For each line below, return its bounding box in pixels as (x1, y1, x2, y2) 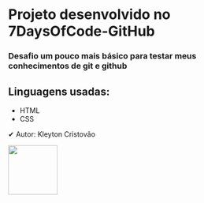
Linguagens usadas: (8, 85, 110, 98)
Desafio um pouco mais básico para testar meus (8, 51, 197, 62)
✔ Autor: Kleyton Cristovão (8, 129, 96, 139)
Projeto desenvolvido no (8, 6, 171, 24)
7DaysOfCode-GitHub (8, 22, 155, 40)
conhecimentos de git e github (8, 61, 128, 72)
